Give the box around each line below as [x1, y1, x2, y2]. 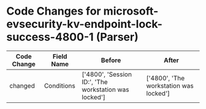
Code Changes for [6, 4, 101, 18]
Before [101, 56, 121, 65]
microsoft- [103, 4, 159, 18]
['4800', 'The [146, 74, 185, 82]
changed [9, 81, 35, 90]
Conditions [44, 81, 75, 90]
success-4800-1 [6, 30, 94, 44]
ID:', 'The [82, 77, 109, 86]
